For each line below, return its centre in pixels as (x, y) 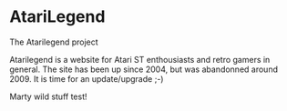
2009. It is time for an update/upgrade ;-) (87, 78)
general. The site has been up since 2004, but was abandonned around (143, 69)
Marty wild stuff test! (49, 96)
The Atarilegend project (54, 42)
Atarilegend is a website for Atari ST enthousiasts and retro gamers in (140, 59)
